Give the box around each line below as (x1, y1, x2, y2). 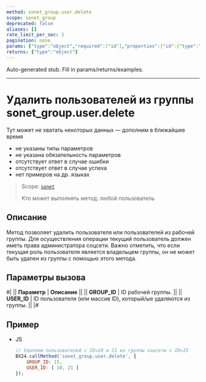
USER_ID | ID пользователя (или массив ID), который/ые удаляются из (6, 295, 191, 302)
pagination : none (6, 37, 51, 44)
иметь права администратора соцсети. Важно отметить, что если (6, 242, 180, 249)
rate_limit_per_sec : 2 (6, 32, 64, 38)
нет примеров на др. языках (15, 170, 90, 178)
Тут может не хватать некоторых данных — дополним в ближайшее (6, 126, 186, 134)
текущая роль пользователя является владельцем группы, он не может (6, 248, 195, 255)
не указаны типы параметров (15, 145, 93, 152)
